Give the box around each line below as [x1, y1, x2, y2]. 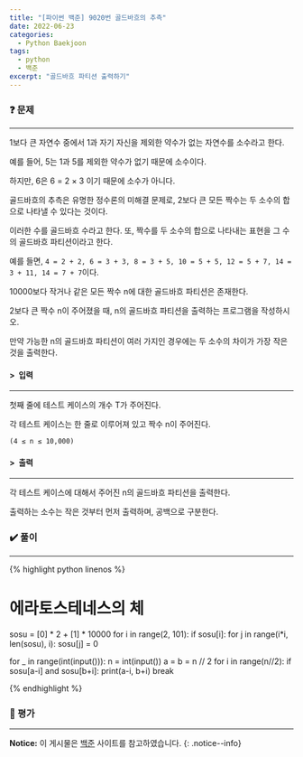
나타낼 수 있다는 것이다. [25, 206, 108, 217]
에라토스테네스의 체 [9, 598, 144, 619]
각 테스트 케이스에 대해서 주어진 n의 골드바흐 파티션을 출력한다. [9, 487, 231, 498]
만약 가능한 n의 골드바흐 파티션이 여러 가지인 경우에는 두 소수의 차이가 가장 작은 [9, 336, 289, 347]
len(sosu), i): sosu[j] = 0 [9, 638, 99, 649]
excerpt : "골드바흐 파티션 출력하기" [9, 72, 131, 81]
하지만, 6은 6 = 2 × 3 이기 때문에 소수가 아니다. [9, 175, 176, 186]
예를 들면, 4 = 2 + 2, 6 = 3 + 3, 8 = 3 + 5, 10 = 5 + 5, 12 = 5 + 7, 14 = [9, 256, 292, 266]
